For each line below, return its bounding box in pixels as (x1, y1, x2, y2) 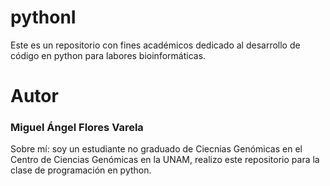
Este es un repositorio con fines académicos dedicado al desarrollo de (10, 39, 301, 51)
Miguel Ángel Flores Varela (10, 121, 144, 135)
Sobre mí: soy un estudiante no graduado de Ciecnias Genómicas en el (10, 143, 303, 155)
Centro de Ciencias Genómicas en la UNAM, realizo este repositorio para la (10, 154, 320, 166)
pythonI (10, 6, 77, 29)
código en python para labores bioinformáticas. (10, 49, 207, 61)
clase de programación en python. (10, 164, 152, 176)
